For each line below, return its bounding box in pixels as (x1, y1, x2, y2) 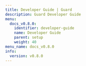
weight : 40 (14, 40, 37, 45)
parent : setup (14, 35, 43, 40)
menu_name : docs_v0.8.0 (5, 44, 55, 49)
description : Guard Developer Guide (5, 12, 81, 17)
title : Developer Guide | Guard (5, 7, 72, 12)
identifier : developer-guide (14, 26, 75, 31)
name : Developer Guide (14, 30, 61, 35)
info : (5, 49, 16, 54)
